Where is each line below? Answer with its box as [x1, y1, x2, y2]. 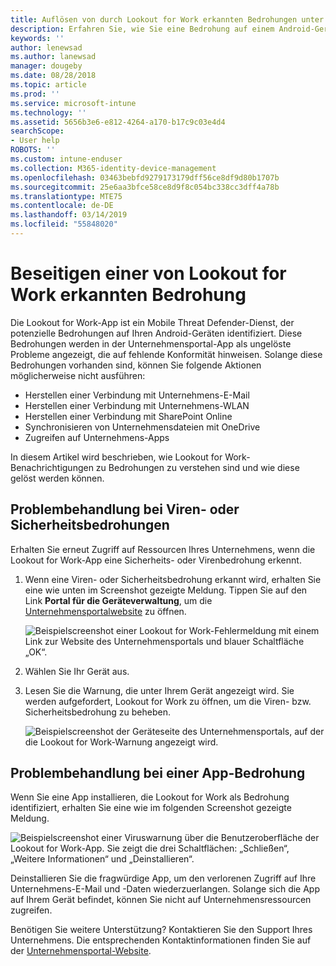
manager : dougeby [10, 61, 83, 71]
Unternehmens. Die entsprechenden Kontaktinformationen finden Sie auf [10, 934, 312, 946]
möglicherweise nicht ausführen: [10, 369, 146, 381]
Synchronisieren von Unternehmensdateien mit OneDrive [24, 421, 261, 433]
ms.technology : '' [10, 107, 87, 118]
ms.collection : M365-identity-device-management [10, 163, 217, 173]
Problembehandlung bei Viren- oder [10, 501, 240, 518]
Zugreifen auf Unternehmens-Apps [24, 431, 170, 443]
